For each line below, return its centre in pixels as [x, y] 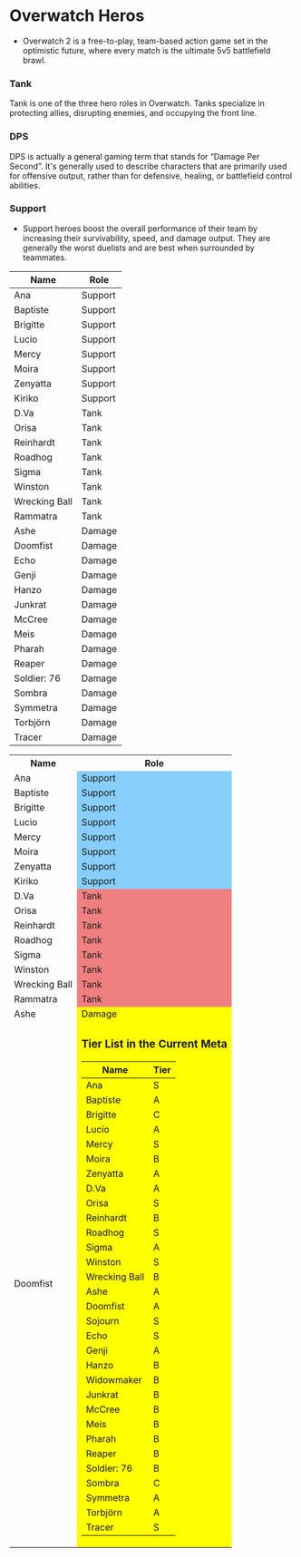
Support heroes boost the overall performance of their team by [140, 229]
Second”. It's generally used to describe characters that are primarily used [148, 166]
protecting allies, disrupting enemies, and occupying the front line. [133, 113]
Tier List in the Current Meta [155, 1045]
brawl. [34, 60]
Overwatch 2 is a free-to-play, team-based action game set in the [145, 41]
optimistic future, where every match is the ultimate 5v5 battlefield [146, 50]
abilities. [25, 185]
